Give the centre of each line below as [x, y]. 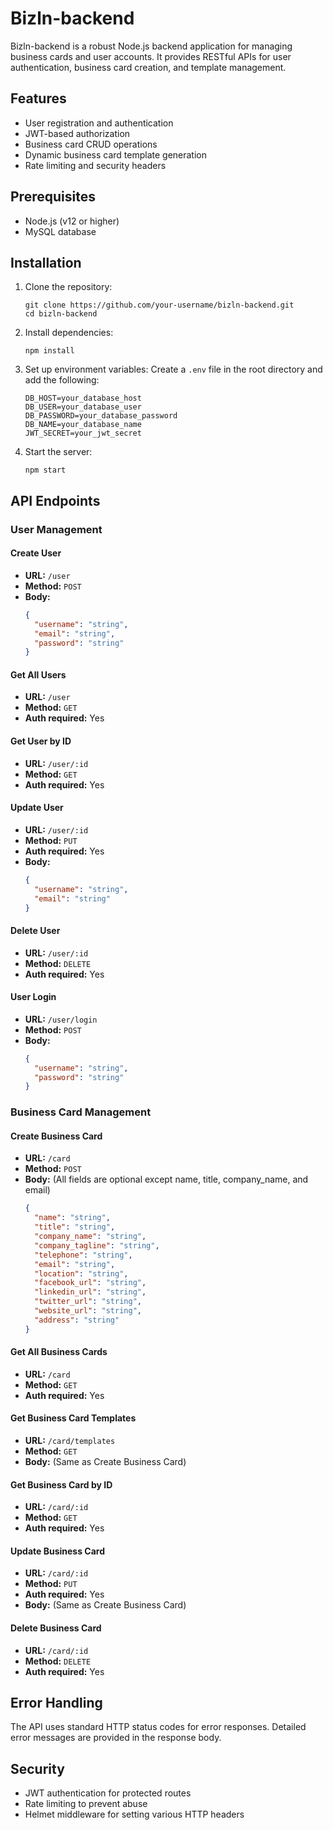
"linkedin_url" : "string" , [90, 1292]
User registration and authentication [99, 123]
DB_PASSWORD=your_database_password [101, 416]
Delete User [35, 930]
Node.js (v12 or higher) [72, 221]
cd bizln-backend [61, 314]
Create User [36, 553]
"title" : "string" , [75, 1227]
